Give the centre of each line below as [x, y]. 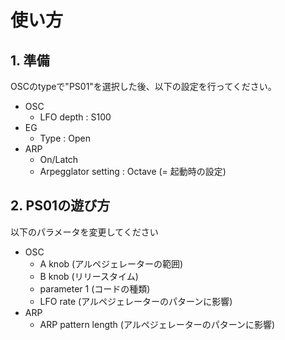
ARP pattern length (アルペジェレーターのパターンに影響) [157, 324]
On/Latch [59, 159]
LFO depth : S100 [75, 117]
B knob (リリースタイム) [89, 276]
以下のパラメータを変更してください [84, 232]
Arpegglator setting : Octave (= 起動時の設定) [133, 171]
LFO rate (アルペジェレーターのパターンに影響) [136, 301]
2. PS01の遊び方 [60, 206]
